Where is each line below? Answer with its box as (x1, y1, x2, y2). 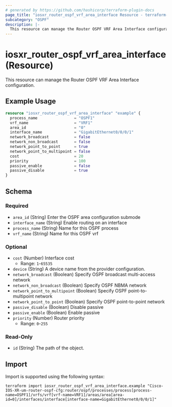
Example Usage (5, 97, 56, 106)
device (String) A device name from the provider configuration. (12, 266, 145, 272)
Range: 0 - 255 (20, 321, 48, 327)
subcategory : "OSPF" (5, 17, 50, 22)
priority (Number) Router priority (12, 315, 84, 321)
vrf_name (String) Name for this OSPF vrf (12, 230, 99, 236)
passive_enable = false (10, 163, 91, 169)
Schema (5, 187, 32, 196)
